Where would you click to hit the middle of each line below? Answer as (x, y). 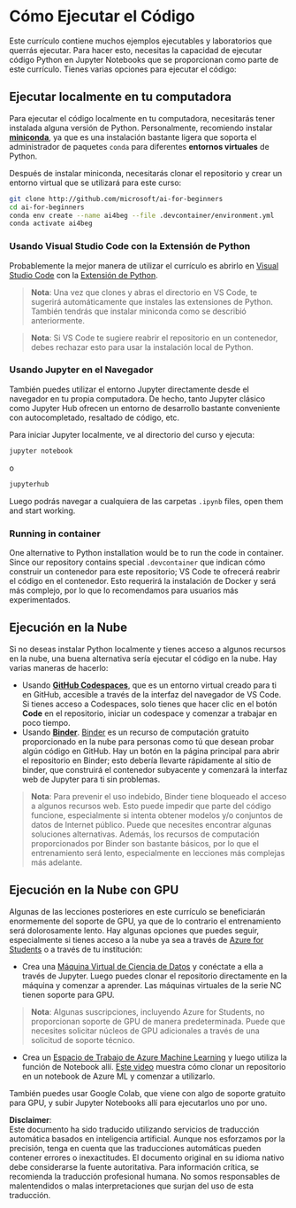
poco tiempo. (46, 722)
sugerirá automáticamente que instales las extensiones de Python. (152, 301)
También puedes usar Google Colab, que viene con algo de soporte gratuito (147, 1093)
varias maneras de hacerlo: (59, 667)
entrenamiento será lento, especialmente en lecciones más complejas (158, 853)
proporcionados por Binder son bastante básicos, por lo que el (144, 843)
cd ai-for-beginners (47, 207)
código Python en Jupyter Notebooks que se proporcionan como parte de (144, 59)
